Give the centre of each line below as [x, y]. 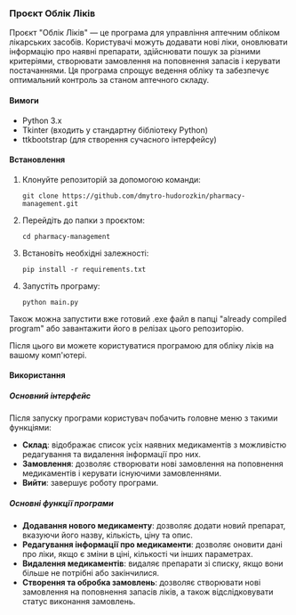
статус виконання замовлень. [79, 602]
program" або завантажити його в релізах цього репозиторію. [127, 328]
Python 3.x [42, 120]
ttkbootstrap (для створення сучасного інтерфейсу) [120, 139]
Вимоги [24, 100]
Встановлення [37, 160]
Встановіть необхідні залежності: [85, 253]
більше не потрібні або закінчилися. [91, 573]
